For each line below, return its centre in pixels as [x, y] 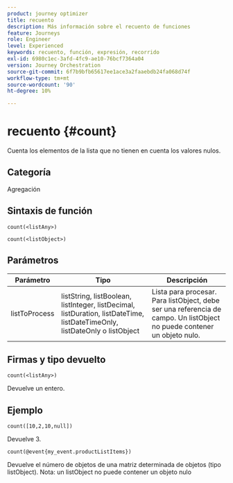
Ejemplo [25, 410]
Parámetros [33, 261]
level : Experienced [35, 46]
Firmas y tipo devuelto [57, 359]
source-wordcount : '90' [42, 85]
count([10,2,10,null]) [40, 426]
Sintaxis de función [50, 211]
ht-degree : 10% [29, 91]
